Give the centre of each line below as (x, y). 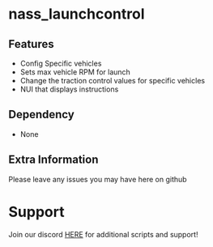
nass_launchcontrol (77, 14)
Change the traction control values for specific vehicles (112, 81)
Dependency (41, 115)
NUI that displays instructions (69, 89)
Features (31, 44)
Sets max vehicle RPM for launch (75, 72)
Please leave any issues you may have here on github (98, 179)
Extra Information (53, 160)
